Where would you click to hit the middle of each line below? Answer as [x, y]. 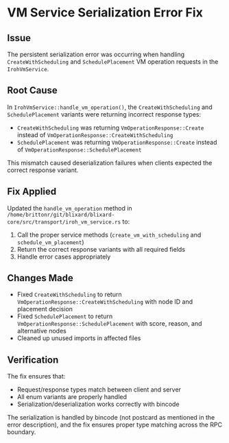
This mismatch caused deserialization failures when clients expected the [110, 163]
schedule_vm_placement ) [50, 242]
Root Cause [33, 91]
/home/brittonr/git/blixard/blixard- [61, 215]
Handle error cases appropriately [64, 256]
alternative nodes [41, 331]
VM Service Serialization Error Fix [105, 13]
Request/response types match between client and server [99, 390]
